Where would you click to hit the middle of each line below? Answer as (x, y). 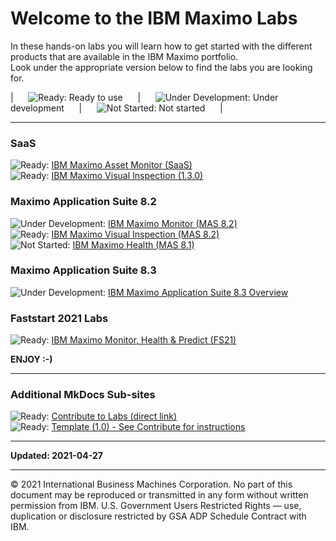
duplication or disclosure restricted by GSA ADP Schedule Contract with (158, 516)
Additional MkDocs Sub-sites (83, 395)
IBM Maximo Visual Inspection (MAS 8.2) (135, 234)
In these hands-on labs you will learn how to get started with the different (161, 46)
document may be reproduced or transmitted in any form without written (159, 495)
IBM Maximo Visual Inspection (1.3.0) (127, 176)
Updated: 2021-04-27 (56, 456)
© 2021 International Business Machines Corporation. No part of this (151, 484)
